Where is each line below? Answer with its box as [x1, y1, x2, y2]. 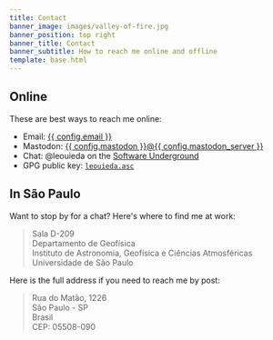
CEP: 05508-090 [31, 321, 96, 332]
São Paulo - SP [31, 302, 89, 313]
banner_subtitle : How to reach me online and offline [9, 47, 218, 56]
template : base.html [9, 55, 88, 65]
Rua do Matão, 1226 [31, 292, 107, 303]
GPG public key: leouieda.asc [22, 160, 135, 171]
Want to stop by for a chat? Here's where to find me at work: [9, 210, 237, 221]
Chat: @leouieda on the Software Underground [22, 150, 199, 161]
